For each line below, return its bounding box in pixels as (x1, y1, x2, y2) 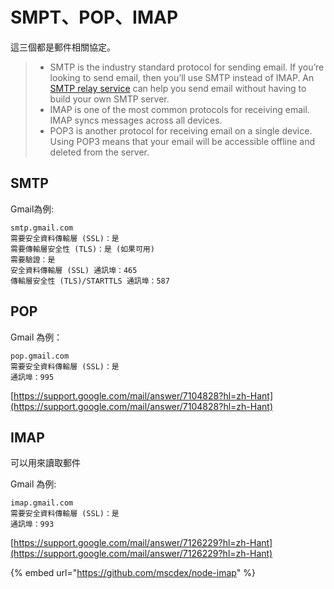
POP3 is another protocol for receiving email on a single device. (49, 124, 313, 137)
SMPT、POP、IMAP (10, 6, 179, 29)
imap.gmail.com (10, 498, 74, 508)
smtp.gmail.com (10, 223, 74, 233)
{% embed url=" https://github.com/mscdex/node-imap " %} (10, 567, 256, 579)
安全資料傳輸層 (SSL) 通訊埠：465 (10, 265, 138, 275)
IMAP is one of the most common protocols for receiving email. (49, 103, 310, 115)
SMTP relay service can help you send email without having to (49, 82, 307, 94)
